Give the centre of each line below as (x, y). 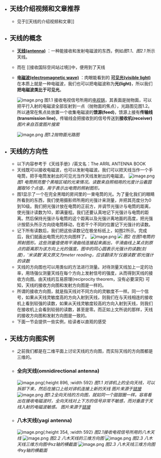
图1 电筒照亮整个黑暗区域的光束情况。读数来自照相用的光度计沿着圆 (84, 182)
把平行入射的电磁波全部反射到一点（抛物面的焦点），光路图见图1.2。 (84, 106)
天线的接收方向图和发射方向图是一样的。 (66, 285)
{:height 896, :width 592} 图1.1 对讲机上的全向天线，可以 (99, 382)
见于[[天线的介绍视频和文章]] (46, 21)
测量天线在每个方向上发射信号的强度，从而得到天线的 (96, 273)
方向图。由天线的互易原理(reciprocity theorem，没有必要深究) (83, 279)
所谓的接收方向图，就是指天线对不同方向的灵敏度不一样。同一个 (80, 291)
